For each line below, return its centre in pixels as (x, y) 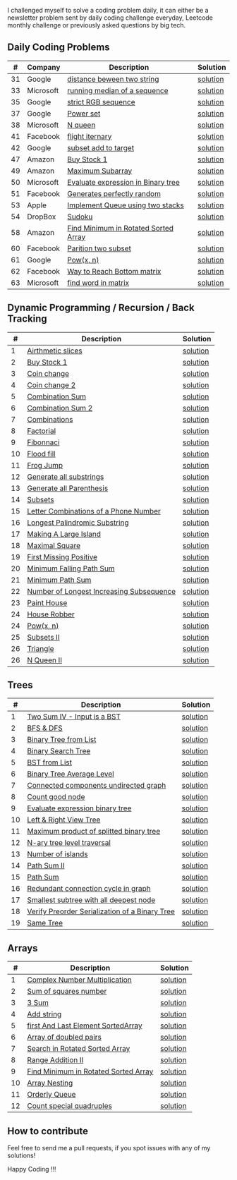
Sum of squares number (67, 992)
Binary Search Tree (59, 751)
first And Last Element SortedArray (85, 1026)
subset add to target (101, 147)
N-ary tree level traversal (69, 843)
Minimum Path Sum (59, 580)
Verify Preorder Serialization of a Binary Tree (101, 911)
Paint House (47, 602)
